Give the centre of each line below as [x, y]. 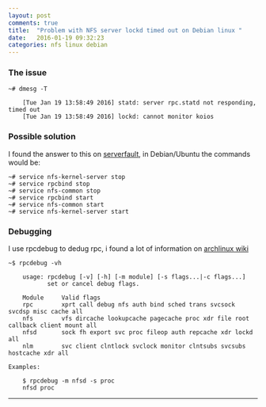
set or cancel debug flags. [93, 284]
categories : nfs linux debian [58, 45]
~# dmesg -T [28, 89]
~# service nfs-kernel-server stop [67, 177]
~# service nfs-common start [56, 204]
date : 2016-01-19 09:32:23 [56, 38]
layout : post [30, 15]
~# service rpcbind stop [49, 184]
